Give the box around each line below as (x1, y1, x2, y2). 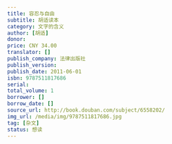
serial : (7, 81, 30, 88)
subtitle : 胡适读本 (7, 17, 59, 24)
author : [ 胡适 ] (7, 29, 49, 37)
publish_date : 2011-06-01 (7, 68, 82, 75)
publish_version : (7, 62, 57, 69)
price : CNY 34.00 (7, 42, 57, 49)
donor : (7, 36, 26, 43)
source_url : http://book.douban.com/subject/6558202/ (7, 107, 166, 114)
